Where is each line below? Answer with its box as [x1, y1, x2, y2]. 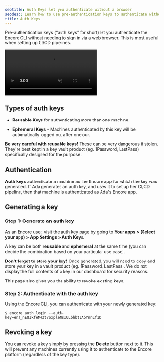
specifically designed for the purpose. [5, 152, 82, 158]
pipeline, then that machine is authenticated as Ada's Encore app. [5, 189, 137, 195]
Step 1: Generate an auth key [5, 218, 74, 224]
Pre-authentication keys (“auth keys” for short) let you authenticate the [5, 30, 148, 36]
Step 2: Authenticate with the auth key [5, 290, 99, 297]
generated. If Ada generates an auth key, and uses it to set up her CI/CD [5, 184, 150, 189]
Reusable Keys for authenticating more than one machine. [12, 117, 130, 123]
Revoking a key [5, 328, 52, 337]
